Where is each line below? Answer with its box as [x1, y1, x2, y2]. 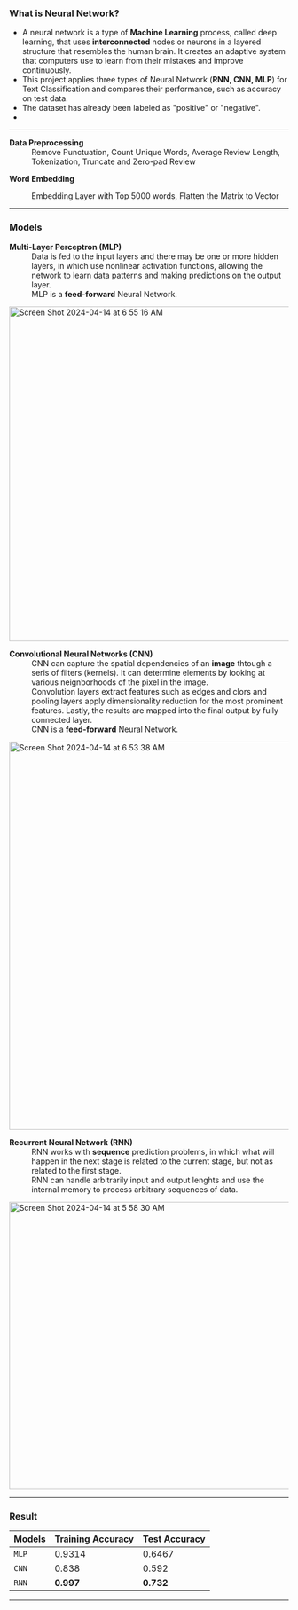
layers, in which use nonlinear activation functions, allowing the [31, 260, 263, 271]
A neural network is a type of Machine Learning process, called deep [21, 27, 278, 38]
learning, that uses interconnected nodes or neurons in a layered [21, 36, 262, 47]
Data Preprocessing [9, 137, 84, 148]
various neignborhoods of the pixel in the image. [31, 677, 208, 687]
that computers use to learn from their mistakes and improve [21, 56, 244, 67]
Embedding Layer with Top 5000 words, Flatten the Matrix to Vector [31, 191, 279, 201]
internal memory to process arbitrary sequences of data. [31, 1183, 239, 1195]
